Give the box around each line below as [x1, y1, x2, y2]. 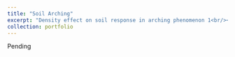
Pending [7, 42, 31, 51]
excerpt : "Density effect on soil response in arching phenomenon [7, 17, 205, 24]
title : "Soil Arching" [7, 10, 73, 17]
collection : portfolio [7, 23, 73, 30]
